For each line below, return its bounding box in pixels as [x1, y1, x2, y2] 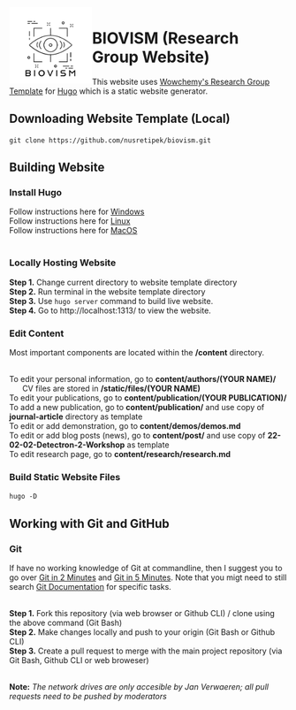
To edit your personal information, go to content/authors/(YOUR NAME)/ [9, 374, 277, 385]
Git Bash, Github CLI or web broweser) [9, 655, 149, 666]
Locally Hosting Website [9, 256, 117, 269]
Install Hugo [9, 187, 63, 199]
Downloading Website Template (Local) [9, 111, 231, 126]
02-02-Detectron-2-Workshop [9, 439, 125, 450]
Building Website [9, 160, 105, 175]
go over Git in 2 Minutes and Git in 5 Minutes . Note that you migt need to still [9, 572, 287, 583]
